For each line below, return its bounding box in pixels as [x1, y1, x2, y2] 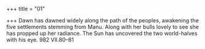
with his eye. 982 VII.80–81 [6, 36, 74, 43]
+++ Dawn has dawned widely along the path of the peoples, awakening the [6, 17, 199, 24]
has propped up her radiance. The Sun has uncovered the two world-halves [6, 30, 198, 37]
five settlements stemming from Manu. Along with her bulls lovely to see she [6, 24, 199, 30]
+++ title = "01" [6, 5, 45, 12]
